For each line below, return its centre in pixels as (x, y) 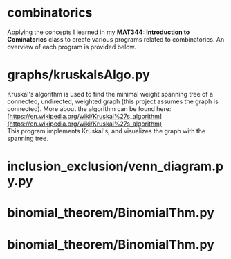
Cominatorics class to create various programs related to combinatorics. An (116, 39)
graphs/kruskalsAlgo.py (78, 75)
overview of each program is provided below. (72, 47)
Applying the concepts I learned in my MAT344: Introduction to (99, 32)
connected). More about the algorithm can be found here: (89, 108)
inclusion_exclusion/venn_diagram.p (115, 166)
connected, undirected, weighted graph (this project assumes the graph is (113, 101)
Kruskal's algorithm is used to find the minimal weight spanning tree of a (110, 94)
